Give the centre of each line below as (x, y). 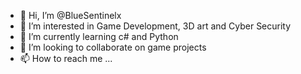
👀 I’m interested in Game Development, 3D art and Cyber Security (155, 26)
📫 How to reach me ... (66, 58)
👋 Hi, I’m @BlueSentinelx (70, 15)
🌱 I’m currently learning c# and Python (99, 36)
